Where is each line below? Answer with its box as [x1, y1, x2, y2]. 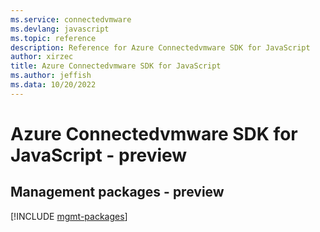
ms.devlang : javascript [10, 24, 110, 34]
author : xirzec [10, 52, 74, 62]
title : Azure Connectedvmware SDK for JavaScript [10, 61, 222, 71]
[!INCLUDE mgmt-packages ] [10, 210, 128, 222]
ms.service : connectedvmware [10, 14, 132, 25]
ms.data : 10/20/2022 [10, 80, 97, 90]
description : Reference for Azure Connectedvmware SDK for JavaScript [10, 42, 311, 53]
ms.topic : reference [10, 33, 97, 43]
